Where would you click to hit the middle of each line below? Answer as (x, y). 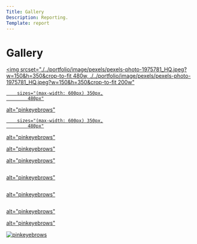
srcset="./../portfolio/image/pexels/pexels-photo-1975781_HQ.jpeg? (104, 69)
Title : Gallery (25, 12)
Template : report (28, 23)
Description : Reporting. (37, 17)
